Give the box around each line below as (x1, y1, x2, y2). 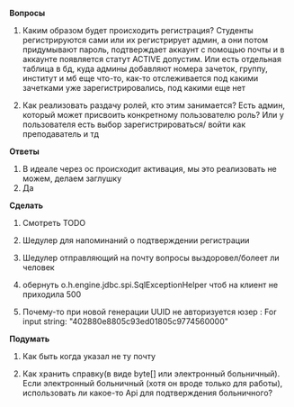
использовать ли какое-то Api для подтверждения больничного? (22, 387, 272, 398)
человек (22, 262, 56, 273)
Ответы (9, 146, 40, 157)
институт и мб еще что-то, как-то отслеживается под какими (22, 73, 259, 84)
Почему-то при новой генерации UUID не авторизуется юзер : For (22, 306, 277, 317)
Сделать (9, 200, 43, 211)
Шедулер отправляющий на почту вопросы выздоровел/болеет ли (22, 252, 281, 263)
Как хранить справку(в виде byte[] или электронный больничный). (22, 368, 281, 379)
